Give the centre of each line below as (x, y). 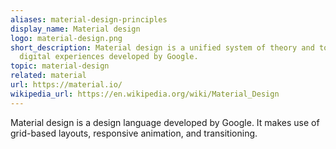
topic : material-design (60, 66)
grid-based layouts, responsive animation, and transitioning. (134, 133)
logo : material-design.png (66, 38)
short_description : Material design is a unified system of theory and (162, 47)
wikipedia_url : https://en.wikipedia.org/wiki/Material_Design (145, 94)
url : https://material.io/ (66, 85)
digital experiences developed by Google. (109, 57)
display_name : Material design (75, 29)
